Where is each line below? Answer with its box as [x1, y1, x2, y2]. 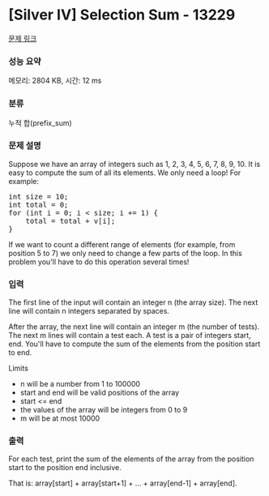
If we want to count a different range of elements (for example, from [8, 239, 236, 249]
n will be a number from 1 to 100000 [19, 379, 140, 389]
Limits [8, 363, 28, 374]
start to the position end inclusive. [8, 463, 122, 472]
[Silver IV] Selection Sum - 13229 [8, 6, 236, 24]
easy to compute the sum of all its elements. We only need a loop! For [8, 168, 241, 177]
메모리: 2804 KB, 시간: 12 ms [8, 75, 102, 86]
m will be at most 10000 [19, 413, 100, 423]
